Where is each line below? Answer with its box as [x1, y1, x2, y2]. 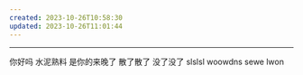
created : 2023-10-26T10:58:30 [9, 13, 124, 23]
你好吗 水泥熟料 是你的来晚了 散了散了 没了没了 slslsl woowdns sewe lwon [9, 56, 284, 67]
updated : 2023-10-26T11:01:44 [9, 22, 124, 31]
